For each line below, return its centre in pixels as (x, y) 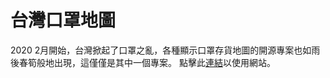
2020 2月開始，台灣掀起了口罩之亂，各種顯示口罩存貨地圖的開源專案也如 (161, 50)
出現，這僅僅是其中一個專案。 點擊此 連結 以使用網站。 (164, 62)
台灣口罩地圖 (63, 20)
